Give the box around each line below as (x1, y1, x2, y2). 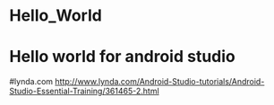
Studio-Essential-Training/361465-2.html (9, 86, 159, 97)
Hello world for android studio (9, 47, 235, 67)
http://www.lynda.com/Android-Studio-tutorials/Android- (55, 76, 265, 87)
